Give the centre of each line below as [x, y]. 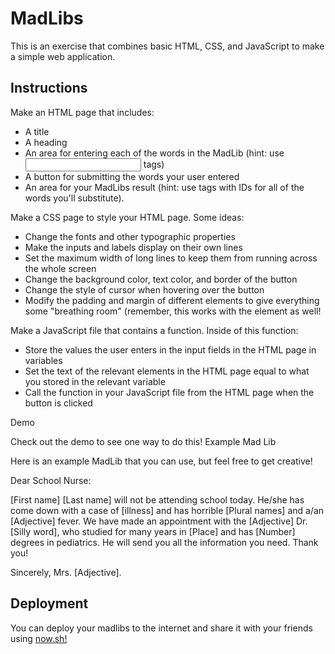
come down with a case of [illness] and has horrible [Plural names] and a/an [167, 510]
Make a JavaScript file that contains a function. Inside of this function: [154, 330]
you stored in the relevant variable [95, 381]
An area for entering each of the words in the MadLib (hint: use [154, 153]
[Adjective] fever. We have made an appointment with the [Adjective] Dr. [159, 521]
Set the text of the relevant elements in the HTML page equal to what [167, 371]
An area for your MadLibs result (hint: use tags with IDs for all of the [164, 187]
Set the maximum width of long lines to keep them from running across [171, 258]
